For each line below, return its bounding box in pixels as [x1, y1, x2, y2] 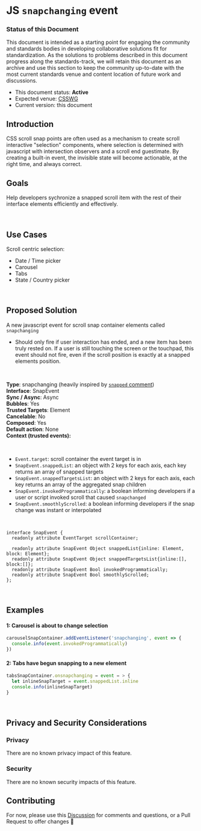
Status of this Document [6, 25, 79, 34]
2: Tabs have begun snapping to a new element [6, 660, 127, 667]
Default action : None [6, 425, 59, 433]
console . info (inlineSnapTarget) [11, 684, 93, 690]
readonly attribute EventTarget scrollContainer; [11, 535, 138, 541]
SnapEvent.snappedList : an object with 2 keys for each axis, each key [14, 462, 187, 469]
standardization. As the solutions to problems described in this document [6, 52, 188, 59]
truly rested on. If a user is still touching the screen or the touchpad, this [14, 344, 194, 352]
